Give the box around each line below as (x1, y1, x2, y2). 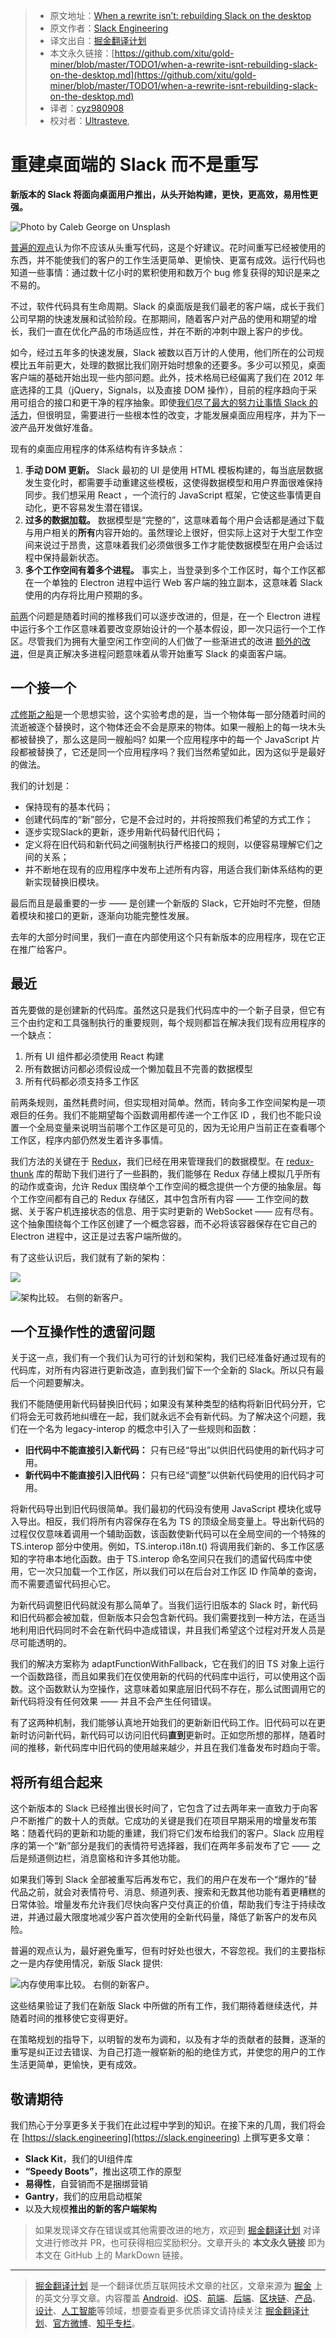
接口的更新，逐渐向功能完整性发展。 (44, 909, 195, 921)
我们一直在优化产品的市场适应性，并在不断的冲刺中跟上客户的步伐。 (27, 325, 308, 337)
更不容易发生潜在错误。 (51, 501, 148, 513)
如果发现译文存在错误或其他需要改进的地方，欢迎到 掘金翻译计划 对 (34, 2224, 312, 2236)
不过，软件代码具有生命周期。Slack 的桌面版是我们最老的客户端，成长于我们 (10, 300, 325, 312)
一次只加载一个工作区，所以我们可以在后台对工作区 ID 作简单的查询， (36, 1565, 322, 1578)
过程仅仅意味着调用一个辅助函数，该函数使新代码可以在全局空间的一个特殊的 (10, 1528, 326, 1540)
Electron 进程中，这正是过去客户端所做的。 (10, 1230, 188, 1242)
